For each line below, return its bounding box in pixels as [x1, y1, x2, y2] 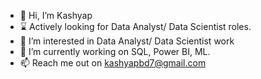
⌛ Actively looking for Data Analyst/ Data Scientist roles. [19, 21, 252, 32]
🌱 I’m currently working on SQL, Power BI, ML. [19, 46, 211, 57]
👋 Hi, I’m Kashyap [19, 10, 93, 21]
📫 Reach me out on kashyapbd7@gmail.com [19, 57, 207, 69]
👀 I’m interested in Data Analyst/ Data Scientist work [19, 35, 235, 47]
